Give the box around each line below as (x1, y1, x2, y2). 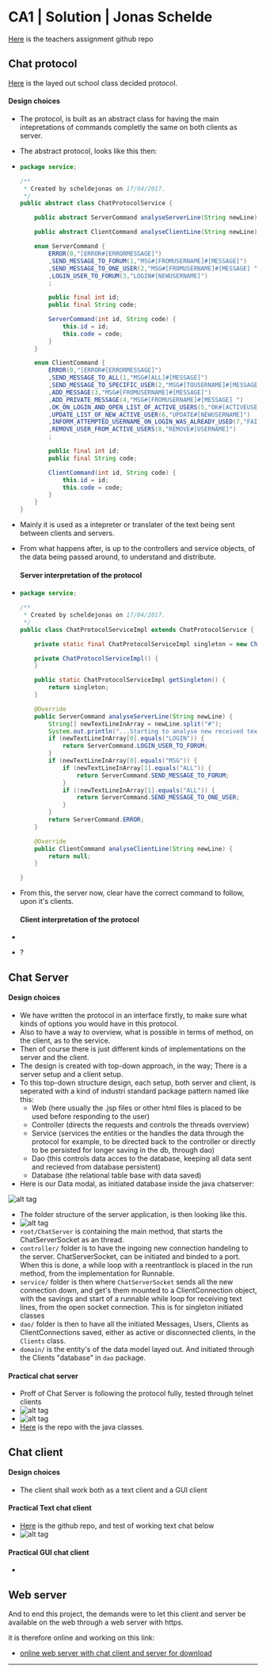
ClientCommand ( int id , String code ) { (48, 469, 177, 477)
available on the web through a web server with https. (8, 1617, 184, 1627)
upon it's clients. (19, 897, 74, 906)
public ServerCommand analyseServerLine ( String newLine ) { (34, 712, 234, 721)
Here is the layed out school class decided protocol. (8, 78, 178, 87)
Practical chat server (8, 1371, 79, 1380)
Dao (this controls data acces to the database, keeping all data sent (31, 1154, 252, 1163)
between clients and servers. (19, 528, 115, 538)
